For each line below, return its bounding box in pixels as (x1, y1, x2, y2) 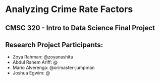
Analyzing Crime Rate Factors (5, 4, 133, 15)
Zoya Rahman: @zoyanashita (12, 54, 73, 60)
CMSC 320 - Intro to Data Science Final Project (5, 24, 155, 32)
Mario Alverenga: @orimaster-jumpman (12, 64, 95, 71)
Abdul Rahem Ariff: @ (12, 59, 58, 65)
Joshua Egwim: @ (12, 70, 50, 76)
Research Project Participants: (5, 40, 103, 49)
